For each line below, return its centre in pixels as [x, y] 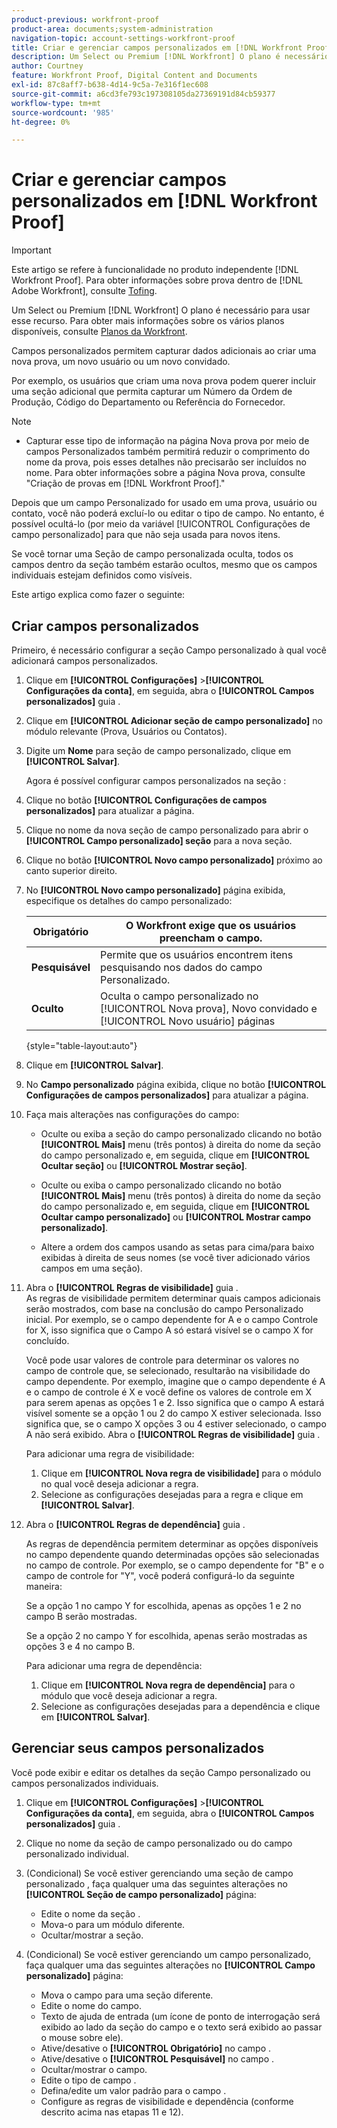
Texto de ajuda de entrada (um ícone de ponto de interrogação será [180, 2016]
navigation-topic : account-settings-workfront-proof [123, 38]
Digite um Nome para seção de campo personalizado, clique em [158, 750]
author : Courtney [47, 66]
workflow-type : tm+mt [56, 103]
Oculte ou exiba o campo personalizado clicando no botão [161, 1185]
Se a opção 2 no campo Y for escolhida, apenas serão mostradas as [166, 1635]
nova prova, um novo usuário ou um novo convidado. [121, 362]
